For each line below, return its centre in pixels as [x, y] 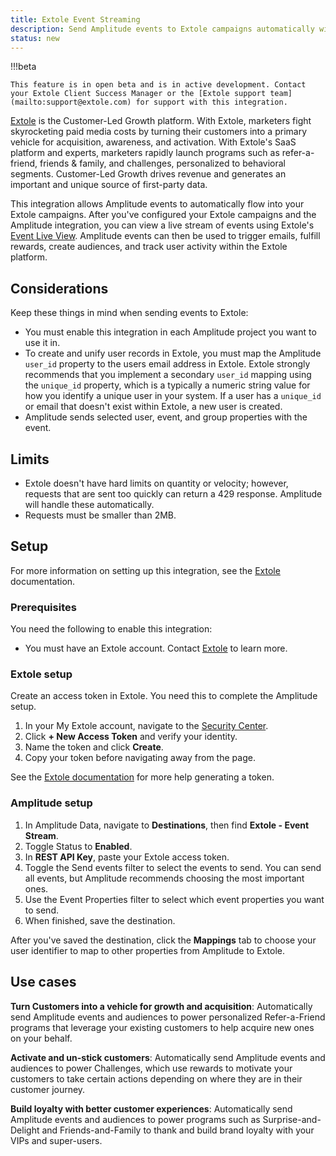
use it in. [42, 343]
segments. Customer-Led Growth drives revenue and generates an [148, 174]
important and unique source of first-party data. [109, 185]
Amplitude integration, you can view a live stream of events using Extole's [162, 225]
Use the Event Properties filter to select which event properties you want [174, 899]
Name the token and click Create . [94, 747]
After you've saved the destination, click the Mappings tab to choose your [163, 940]
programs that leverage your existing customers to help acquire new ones [162, 1027]
